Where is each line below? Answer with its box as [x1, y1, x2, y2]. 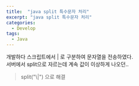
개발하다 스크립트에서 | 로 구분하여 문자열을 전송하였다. [6, 53, 134, 60]
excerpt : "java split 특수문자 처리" [6, 14, 92, 20]
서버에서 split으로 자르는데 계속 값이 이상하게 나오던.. [6, 60, 129, 68]
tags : [6, 31, 20, 37]
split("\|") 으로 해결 [20, 74, 66, 80]
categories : [6, 20, 36, 26]
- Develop [11, 25, 36, 31]
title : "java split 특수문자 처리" [6, 8, 90, 15]
